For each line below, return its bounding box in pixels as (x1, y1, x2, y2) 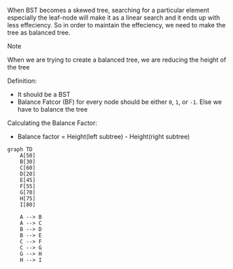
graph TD (7, 146, 33, 153)
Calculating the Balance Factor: (7, 119, 98, 127)
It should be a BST (17, 91, 71, 98)
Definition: (7, 77, 37, 85)
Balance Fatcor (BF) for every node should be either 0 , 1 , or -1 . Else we (17, 98, 223, 106)
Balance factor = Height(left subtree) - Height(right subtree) (17, 133, 190, 140)
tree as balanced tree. (7, 28, 71, 37)
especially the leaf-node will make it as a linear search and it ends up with (7, 13, 220, 22)
